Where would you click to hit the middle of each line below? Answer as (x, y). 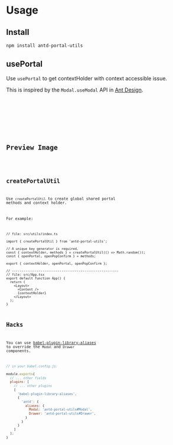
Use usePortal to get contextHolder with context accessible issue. (86, 78)
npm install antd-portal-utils (45, 46)
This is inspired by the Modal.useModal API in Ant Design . (75, 90)
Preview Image (32, 147)
